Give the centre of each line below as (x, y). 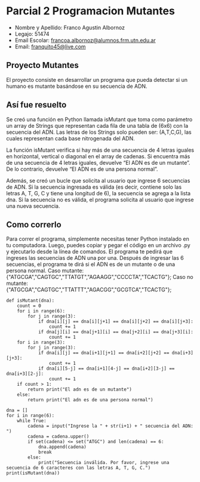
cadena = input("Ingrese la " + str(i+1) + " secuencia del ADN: (111, 426)
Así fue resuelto (36, 105)
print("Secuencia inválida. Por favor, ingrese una (104, 463)
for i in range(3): (41, 343)
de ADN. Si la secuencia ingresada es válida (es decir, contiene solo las (94, 187)
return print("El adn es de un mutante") (80, 389)
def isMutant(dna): (30, 301)
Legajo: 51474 (32, 33)
